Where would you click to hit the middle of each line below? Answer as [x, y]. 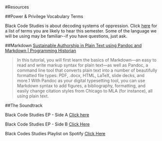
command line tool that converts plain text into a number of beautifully [87, 70]
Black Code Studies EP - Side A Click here [47, 115]
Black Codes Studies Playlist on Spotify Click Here [55, 133]
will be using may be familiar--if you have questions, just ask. [66, 36]
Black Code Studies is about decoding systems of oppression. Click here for [81, 26]
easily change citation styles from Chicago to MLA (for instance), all [85, 91]
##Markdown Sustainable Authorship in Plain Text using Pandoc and [73, 45]
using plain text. [33, 96]
